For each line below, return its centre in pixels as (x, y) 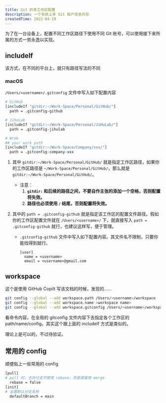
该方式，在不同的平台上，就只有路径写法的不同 (53, 68)
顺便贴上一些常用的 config (32, 364)
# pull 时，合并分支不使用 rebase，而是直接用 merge (55, 378)
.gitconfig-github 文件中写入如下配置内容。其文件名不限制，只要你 (89, 237)
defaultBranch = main (32, 396)
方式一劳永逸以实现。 (35, 40)
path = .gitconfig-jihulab (37, 129)
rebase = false (25, 383)
